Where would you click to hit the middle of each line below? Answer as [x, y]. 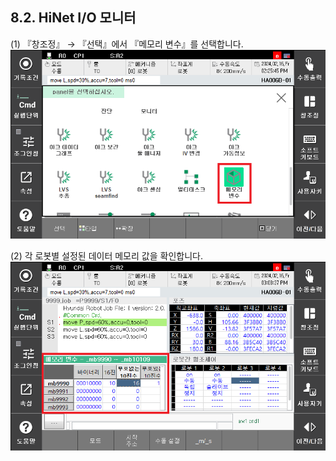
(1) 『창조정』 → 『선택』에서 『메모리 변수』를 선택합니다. [127, 44]
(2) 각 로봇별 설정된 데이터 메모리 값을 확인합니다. [106, 256]
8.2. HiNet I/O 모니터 [73, 18]
